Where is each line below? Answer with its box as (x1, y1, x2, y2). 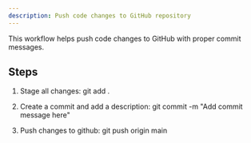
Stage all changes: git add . (19, 86, 110, 96)
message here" (19, 110, 70, 120)
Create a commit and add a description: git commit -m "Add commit (19, 101, 243, 112)
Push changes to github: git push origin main (19, 125, 168, 136)
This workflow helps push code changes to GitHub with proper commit (8, 34, 241, 43)
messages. (8, 42, 45, 52)
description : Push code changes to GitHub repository (8, 11, 192, 20)
